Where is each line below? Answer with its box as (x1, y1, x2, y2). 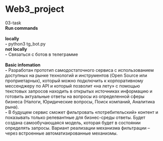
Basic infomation (5, 62, 41, 68)
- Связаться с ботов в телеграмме (5, 51, 78, 57)
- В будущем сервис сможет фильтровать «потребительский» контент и (5, 109, 159, 115)
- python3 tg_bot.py (5, 41, 46, 47)
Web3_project (5, 3, 64, 15)
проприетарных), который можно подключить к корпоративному (5, 78, 144, 84)
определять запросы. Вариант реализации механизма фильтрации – (5, 125, 150, 131)
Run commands (5, 25, 38, 31)
